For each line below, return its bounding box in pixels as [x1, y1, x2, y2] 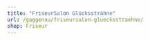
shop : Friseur [7, 22, 48, 29]
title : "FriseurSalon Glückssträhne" [7, 9, 116, 17]
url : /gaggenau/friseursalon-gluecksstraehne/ [7, 16, 144, 23]
